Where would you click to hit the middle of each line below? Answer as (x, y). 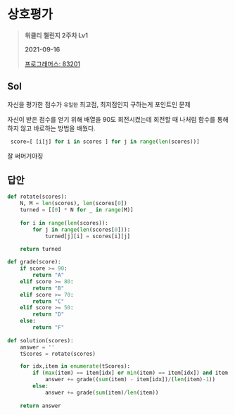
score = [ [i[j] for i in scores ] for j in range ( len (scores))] (105, 142)
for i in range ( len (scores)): (64, 223)
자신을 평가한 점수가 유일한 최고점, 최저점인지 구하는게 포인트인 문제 (99, 104)
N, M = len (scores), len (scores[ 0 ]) (74, 204)
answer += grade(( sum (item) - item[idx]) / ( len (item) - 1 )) (130, 380)
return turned (40, 249)
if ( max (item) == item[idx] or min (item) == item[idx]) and (122, 373)
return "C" (49, 301)
